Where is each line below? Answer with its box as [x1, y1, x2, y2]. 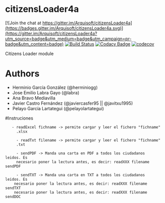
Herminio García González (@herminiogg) [12, 84, 98, 90]
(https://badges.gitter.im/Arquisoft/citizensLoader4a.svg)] [5, 25, 123, 31]
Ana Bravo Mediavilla [12, 95, 55, 101]
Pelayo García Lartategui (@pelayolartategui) [12, 105, 104, 111]
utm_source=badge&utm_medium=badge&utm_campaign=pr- [5, 36, 132, 42]
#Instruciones [5, 115, 34, 121]
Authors [5, 68, 40, 79]
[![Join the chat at [5, 20, 42, 26]
